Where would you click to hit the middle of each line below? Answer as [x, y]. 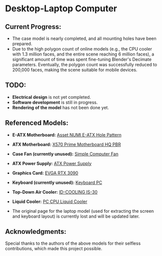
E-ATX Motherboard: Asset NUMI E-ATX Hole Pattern [67, 135]
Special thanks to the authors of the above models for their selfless [73, 243]
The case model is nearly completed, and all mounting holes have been [84, 38]
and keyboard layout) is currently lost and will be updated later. [76, 216]
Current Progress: [33, 27]
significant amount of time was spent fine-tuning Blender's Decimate [82, 59]
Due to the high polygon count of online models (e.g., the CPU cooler [82, 49]
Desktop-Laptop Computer [61, 9]
